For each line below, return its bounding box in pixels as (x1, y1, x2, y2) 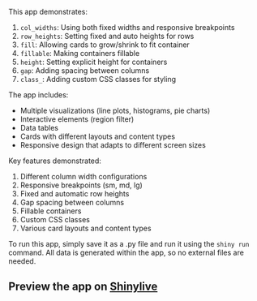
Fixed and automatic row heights (19, 189, 130, 198)
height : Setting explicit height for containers (19, 57, 168, 67)
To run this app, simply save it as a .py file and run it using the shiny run (8, 239, 250, 248)
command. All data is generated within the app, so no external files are (8, 247, 245, 257)
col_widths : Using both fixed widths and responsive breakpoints (19, 23, 235, 32)
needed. (8, 256, 36, 266)
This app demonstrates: (8, 7, 88, 16)
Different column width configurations (19, 172, 148, 181)
